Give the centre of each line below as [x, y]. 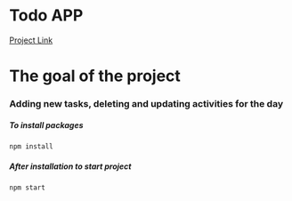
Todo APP [46, 16]
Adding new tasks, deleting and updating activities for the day [146, 104]
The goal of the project [95, 76]
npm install [31, 147]
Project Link [31, 40]
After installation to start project [70, 166]
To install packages [46, 125]
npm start [28, 188]
